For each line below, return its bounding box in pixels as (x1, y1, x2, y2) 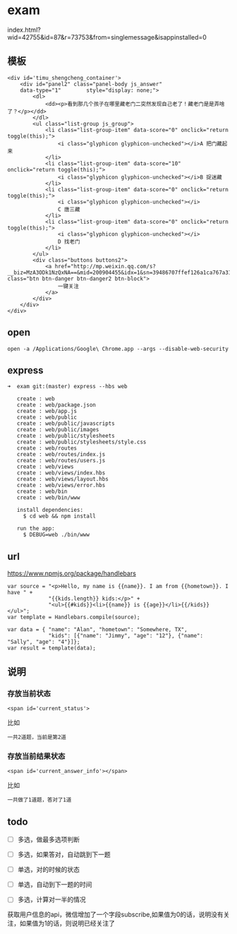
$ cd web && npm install (23, 513, 97, 520)
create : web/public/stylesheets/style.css (16, 438, 147, 446)
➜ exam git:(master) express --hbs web (7, 383, 128, 390)
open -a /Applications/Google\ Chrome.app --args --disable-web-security (7, 345, 229, 352)
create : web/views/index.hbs (16, 469, 106, 477)
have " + (7, 589, 33, 597)
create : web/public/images (16, 426, 99, 433)
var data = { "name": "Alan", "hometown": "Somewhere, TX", (7, 626, 188, 633)
